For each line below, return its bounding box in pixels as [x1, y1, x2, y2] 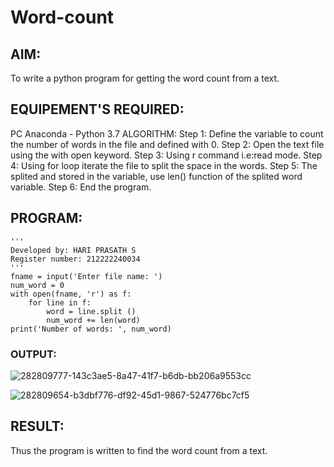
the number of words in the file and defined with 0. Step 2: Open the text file [10, 138, 325, 150]
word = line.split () [46, 306, 137, 316]
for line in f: [28, 297, 92, 308]
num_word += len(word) [46, 315, 141, 325]
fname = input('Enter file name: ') [10, 271, 163, 281]
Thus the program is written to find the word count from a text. [10, 444, 268, 456]
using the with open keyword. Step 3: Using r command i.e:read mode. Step [10, 149, 323, 161]
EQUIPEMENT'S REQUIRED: [10, 101, 185, 118]
